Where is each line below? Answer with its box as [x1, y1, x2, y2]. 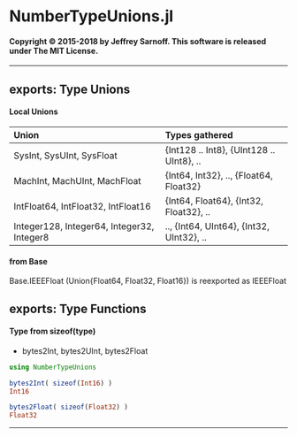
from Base [9, 256, 49, 266]
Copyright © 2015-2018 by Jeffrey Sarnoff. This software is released [9, 35, 267, 46]
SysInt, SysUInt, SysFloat [13, 149, 118, 161]
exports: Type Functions [9, 301, 147, 316]
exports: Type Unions [9, 81, 131, 96]
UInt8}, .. [164, 155, 202, 167]
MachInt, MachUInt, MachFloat [13, 174, 141, 187]
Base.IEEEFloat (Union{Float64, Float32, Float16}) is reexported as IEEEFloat [9, 276, 287, 287]
